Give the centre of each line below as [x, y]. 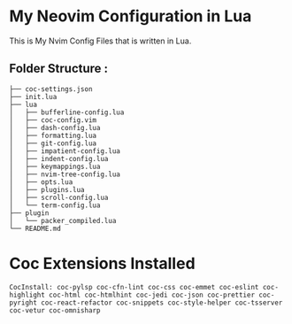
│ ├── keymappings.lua [55, 166]
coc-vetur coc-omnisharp [55, 310]
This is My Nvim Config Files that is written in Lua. [100, 41]
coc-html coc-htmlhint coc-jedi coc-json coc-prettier [151, 295]
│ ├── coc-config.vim [53, 120]
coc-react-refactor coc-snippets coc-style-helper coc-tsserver [162, 303]
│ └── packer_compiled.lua [63, 220]
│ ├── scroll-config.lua [59, 197]
